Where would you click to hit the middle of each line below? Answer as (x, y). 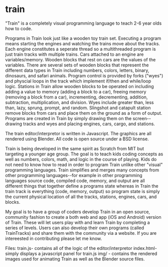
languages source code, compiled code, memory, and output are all (75, 181)
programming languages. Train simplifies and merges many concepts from (82, 170)
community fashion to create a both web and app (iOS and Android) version (83, 217)
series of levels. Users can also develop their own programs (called (75, 228)
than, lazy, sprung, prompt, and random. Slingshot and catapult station (78, 108)
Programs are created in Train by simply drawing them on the (68, 118)
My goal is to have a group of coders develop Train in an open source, (78, 212)
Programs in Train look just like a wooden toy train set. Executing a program (83, 38)
